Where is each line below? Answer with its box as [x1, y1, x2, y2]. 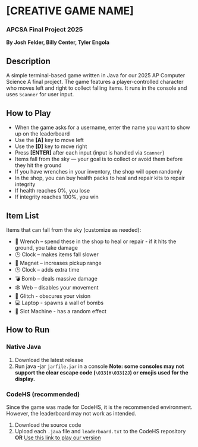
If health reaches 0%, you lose [14, 187, 90, 194]
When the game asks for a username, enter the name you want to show [14, 124, 190, 131]
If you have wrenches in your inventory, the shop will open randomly [14, 168, 183, 175]
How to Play [6, 108, 52, 118]
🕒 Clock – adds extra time [14, 266, 80, 273]
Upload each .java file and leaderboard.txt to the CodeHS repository [14, 427, 186, 435]
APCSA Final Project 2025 [6, 26, 83, 34]
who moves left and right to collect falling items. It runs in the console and [6, 84, 187, 92]
